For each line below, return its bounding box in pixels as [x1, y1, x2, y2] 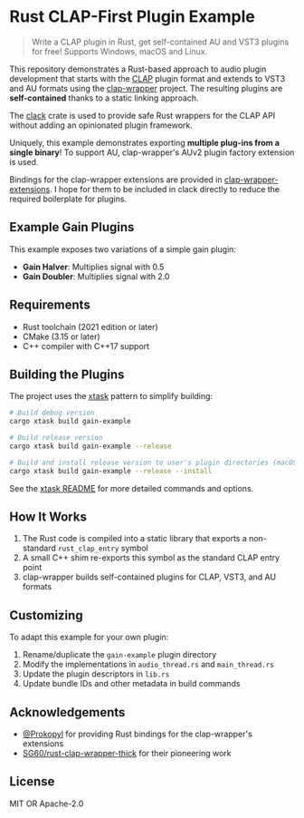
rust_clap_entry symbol [57, 542, 149, 554]
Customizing [9, 608, 83, 623]
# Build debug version [9, 408, 95, 418]
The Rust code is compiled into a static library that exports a [22, 533, 247, 544]
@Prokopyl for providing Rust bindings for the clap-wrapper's [22, 728, 253, 740]
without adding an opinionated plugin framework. [9, 120, 193, 131]
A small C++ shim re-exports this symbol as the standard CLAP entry [22, 552, 280, 563]
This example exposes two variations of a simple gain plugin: [9, 243, 237, 255]
